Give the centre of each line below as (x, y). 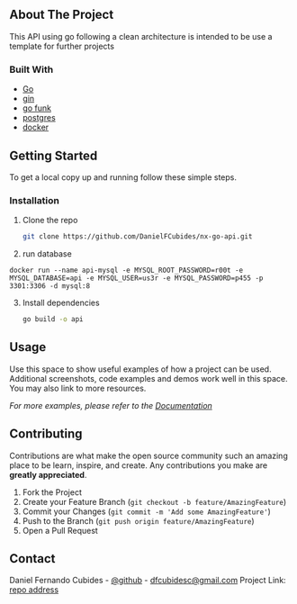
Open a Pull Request (60, 530)
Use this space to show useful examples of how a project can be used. (140, 369)
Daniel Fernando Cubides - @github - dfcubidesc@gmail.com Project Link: (148, 581)
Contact (32, 559)
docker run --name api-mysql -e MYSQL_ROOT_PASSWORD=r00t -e (126, 270)
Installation (35, 200)
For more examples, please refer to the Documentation (111, 405)
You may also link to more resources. (78, 388)
